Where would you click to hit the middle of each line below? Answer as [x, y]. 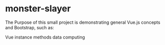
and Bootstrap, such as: [29, 27]
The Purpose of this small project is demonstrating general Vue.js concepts [83, 22]
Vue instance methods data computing [45, 37]
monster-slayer [38, 9]
